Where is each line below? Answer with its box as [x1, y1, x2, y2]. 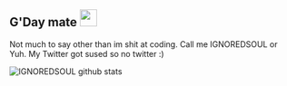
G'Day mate [9, 14, 77, 30]
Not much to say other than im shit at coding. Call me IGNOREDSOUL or [9, 38, 278, 50]
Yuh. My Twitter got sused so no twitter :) [9, 48, 165, 59]
